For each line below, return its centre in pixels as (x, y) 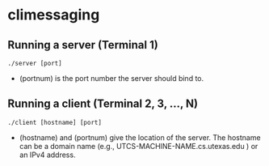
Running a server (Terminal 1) (83, 45)
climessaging (54, 15)
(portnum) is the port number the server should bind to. (111, 78)
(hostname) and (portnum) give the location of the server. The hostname (140, 137)
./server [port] (35, 63)
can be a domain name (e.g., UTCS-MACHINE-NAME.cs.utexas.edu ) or (139, 146)
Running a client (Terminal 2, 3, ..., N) (103, 104)
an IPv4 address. (47, 155)
